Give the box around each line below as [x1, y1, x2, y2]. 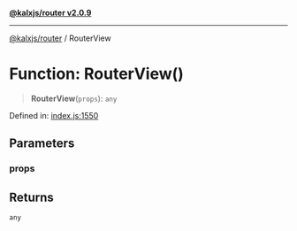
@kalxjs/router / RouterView [9, 33, 112, 43]
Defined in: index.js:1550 [9, 110, 99, 120]
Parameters [9, 136, 75, 151]
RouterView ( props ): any [30, 93, 118, 104]
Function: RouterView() [9, 64, 184, 84]
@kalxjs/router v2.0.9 [9, 8, 92, 18]
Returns [9, 189, 55, 204]
